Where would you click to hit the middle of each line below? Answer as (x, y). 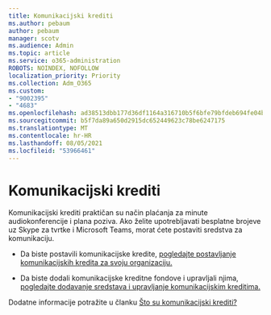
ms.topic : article (39, 53)
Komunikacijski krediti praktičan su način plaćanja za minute (108, 213)
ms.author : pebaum (39, 23)
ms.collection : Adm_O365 (50, 83)
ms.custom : (27, 91)
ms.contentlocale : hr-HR (50, 135)
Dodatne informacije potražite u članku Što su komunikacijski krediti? (123, 302)
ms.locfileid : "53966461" (52, 151)
